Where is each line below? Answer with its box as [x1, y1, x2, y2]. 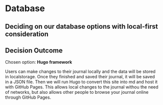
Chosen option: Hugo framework [5, 59, 72, 65]
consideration [5, 30, 49, 38]
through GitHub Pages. [5, 94, 51, 100]
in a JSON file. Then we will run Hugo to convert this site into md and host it [5, 79, 158, 85]
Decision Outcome [5, 46, 63, 54]
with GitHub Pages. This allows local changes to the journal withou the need [5, 84, 159, 90]
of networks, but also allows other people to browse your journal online [5, 89, 149, 95]
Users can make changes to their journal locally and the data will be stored [5, 69, 156, 74]
